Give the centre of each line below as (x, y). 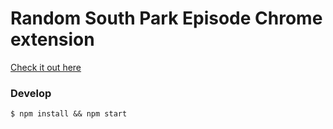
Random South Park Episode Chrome (166, 18)
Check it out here (46, 67)
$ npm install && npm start (69, 114)
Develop (31, 93)
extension (52, 39)
